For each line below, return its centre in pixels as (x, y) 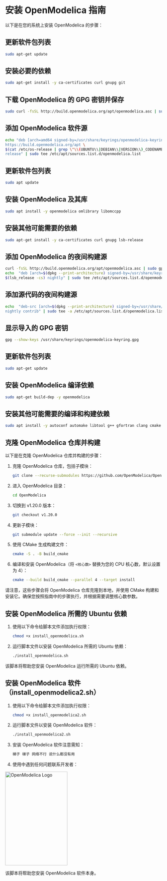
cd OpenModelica (29, 495)
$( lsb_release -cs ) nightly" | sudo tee (48, 278)
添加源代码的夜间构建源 (41, 295)
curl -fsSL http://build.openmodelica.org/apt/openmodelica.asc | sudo (81, 269)
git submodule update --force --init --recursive (65, 534)
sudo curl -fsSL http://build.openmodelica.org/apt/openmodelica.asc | (81, 111)
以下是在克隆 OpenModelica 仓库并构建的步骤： (54, 455)
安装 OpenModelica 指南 (56, 10)
